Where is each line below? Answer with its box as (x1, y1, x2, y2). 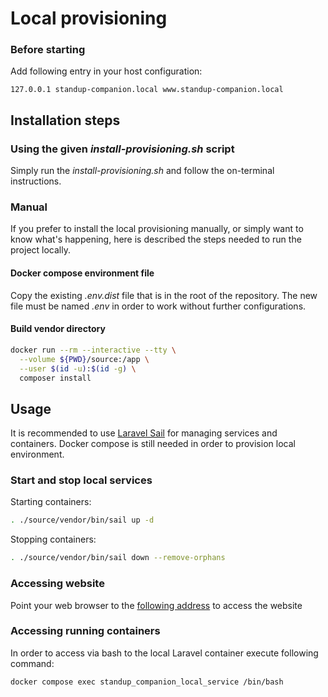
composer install (19, 373, 92, 383)
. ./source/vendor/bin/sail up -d (10, 515, 155, 526)
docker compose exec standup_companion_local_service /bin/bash (10, 677, 284, 687)
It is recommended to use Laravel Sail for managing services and (10, 427, 278, 439)
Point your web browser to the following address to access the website (10, 599, 303, 611)
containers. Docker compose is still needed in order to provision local (10, 438, 296, 450)
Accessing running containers (10, 624, 161, 638)
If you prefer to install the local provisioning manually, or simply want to (10, 223, 304, 235)
